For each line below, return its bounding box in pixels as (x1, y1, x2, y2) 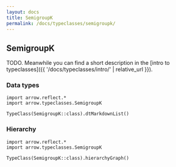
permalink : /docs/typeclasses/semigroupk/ (6, 20, 116, 26)
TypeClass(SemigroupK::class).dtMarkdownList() (6, 111, 130, 117)
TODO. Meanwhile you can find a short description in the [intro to (6, 59, 170, 67)
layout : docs (6, 9, 40, 15)
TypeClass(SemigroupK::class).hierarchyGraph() (6, 155, 130, 161)
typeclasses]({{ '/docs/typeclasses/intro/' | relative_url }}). (6, 65, 153, 73)
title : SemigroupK (6, 15, 53, 21)
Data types (6, 81, 40, 89)
